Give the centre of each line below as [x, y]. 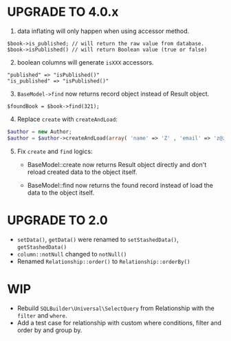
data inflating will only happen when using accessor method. [103, 31]
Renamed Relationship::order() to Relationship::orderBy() [103, 261]
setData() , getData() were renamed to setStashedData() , [98, 239]
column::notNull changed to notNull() [72, 254]
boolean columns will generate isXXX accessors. [85, 62]
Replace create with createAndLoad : [67, 119]
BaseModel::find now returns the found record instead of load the [120, 185]
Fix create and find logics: [55, 151]
